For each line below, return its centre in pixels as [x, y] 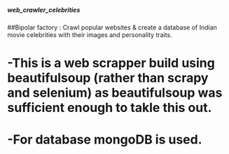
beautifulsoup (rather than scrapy [108, 78]
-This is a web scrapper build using [111, 63]
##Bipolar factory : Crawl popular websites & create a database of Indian [112, 27]
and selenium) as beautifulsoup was [115, 93]
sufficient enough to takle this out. [110, 108]
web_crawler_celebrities [44, 10]
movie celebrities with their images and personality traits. [90, 34]
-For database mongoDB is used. [105, 140]
